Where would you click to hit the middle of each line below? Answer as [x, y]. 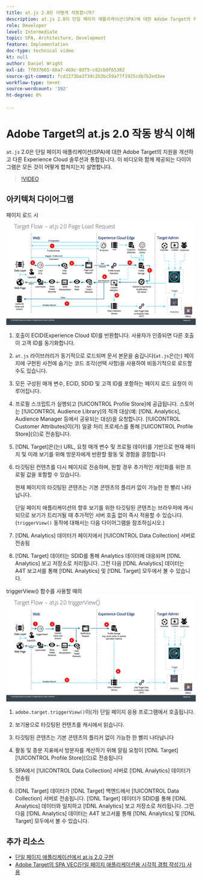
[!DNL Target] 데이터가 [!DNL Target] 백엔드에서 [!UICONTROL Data [97, 791]
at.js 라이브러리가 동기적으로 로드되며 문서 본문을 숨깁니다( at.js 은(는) [99, 356]
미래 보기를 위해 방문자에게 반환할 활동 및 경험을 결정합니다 [97, 454]
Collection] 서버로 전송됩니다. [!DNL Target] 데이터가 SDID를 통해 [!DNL [101, 798]
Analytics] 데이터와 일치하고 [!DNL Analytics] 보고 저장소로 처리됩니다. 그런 [104, 806]
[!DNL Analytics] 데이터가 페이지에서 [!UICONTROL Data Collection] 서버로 [105, 536]
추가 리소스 [26, 842]
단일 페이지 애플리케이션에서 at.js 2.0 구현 [64, 857]
